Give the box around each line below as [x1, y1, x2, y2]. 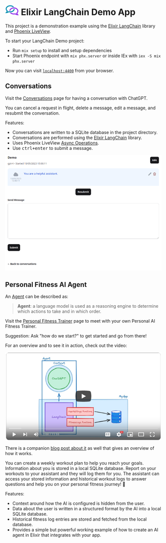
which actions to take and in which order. [17, 308, 102, 315]
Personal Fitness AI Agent [5, 280, 87, 289]
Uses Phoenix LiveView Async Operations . [12, 139, 99, 146]
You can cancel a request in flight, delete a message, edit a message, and [5, 105, 156, 111]
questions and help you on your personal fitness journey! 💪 [5, 481, 125, 487]
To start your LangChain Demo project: [5, 38, 85, 44]
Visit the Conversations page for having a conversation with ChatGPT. [5, 95, 148, 101]
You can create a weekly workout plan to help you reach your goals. [5, 460, 144, 466]
